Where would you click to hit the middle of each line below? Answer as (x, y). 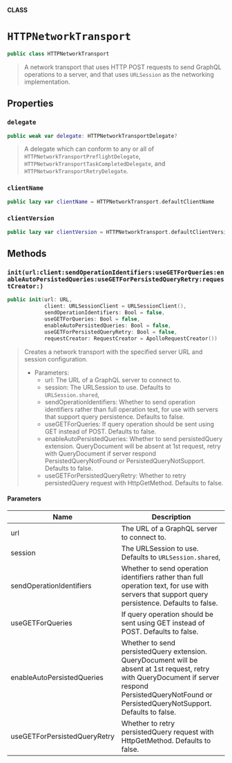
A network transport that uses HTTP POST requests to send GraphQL (123, 67)
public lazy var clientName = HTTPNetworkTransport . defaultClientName (111, 201)
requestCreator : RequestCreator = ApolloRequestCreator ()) (130, 339)
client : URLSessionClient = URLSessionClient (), (115, 306)
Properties (30, 104)
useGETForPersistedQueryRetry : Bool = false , (110, 332)
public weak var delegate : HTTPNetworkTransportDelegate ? (92, 136)
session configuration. (56, 359)
